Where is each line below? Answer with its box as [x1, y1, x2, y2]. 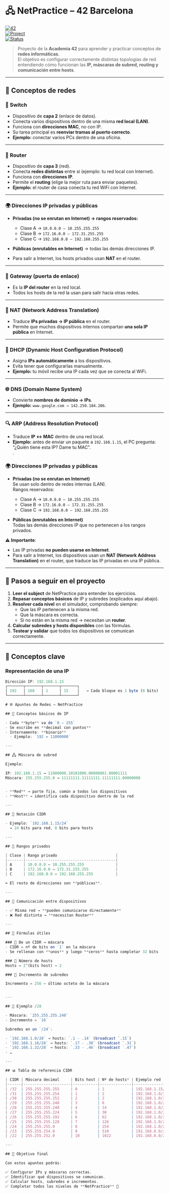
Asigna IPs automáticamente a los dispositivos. [12, 358, 112, 364]
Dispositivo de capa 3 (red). [12, 163, 70, 169]
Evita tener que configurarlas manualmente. [12, 363, 104, 369]
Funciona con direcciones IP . [12, 173, 74, 180]
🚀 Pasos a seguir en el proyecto [5, 577, 106, 585]
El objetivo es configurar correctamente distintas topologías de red [17, 56, 156, 62]
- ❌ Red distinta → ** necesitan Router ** [5, 912, 94, 918]
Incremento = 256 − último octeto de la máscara [5, 981, 109, 986]
